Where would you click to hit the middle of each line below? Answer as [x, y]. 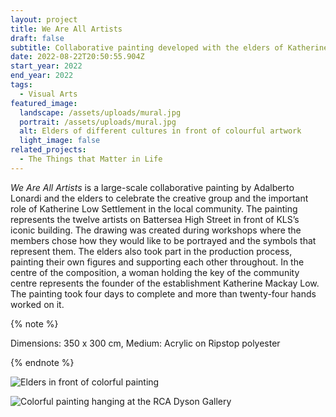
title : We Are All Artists [66, 29]
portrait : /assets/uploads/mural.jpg [98, 122]
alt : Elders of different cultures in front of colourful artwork [160, 131]
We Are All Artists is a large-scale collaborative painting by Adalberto [152, 187]
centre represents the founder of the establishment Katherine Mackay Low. [165, 283]
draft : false [37, 38]
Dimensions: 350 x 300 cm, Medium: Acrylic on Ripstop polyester [145, 343]
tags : [21, 85]
